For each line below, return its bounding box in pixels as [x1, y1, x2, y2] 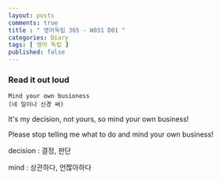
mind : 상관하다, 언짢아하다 [8, 163, 92, 172]
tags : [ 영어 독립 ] [8, 41, 69, 49]
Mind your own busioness [8, 92, 90, 100]
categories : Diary [8, 33, 69, 42]
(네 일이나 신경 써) [8, 100, 65, 109]
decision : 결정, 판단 [8, 146, 71, 156]
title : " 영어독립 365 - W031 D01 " [8, 26, 126, 34]
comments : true [8, 19, 58, 27]
